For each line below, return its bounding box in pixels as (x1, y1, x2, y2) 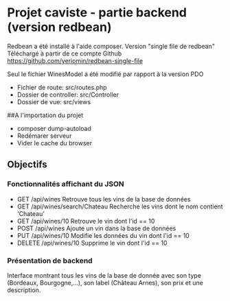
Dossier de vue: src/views (16, 97, 91, 106)
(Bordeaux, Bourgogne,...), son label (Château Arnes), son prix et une (7, 278, 204, 287)
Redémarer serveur (16, 132, 72, 140)
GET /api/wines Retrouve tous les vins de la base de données (16, 195, 191, 203)
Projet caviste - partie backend (7, 5, 187, 21)
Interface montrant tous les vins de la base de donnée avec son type (7, 271, 201, 279)
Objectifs (7, 159, 48, 171)
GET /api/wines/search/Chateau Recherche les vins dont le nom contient (16, 202, 223, 210)
